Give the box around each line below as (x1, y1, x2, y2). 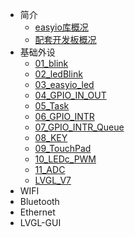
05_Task (34, 100, 70, 112)
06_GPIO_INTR (34, 111, 95, 122)
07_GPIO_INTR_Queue (34, 121, 125, 133)
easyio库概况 (34, 21, 89, 33)
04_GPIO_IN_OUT (34, 89, 107, 101)
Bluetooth (19, 196, 60, 207)
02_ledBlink (34, 68, 83, 80)
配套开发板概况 (34, 34, 97, 45)
